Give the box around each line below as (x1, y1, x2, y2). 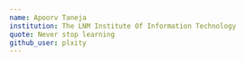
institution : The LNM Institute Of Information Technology (9, 22, 237, 30)
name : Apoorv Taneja (9, 13, 88, 22)
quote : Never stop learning (9, 30, 116, 39)
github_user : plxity (9, 38, 88, 48)
